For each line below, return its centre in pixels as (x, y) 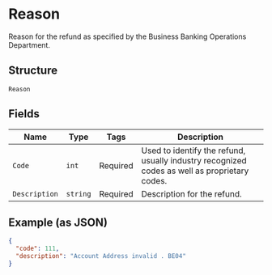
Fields (24, 114)
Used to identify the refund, (193, 150)
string (79, 194)
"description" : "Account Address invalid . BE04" (101, 256)
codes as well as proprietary (195, 171)
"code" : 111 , (38, 249)
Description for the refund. (192, 193)
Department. (30, 44)
